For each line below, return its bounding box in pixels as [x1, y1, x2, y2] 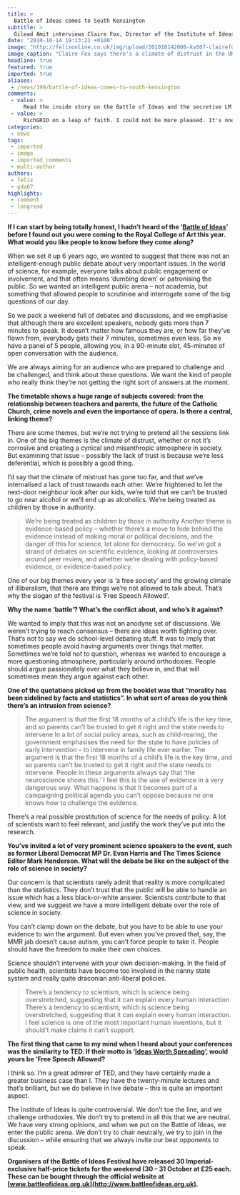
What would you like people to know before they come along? [7, 238, 194, 246]
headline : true [7, 57, 53, 64]
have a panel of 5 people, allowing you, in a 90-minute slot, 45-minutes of [7, 341, 225, 350]
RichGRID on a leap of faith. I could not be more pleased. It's [23, 116, 222, 124]
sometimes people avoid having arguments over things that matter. [7, 642, 204, 650]
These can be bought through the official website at [7, 1172, 164, 1181]
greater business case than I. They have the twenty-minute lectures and [7, 1076, 219, 1084]
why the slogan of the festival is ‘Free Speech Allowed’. [7, 591, 170, 600]
